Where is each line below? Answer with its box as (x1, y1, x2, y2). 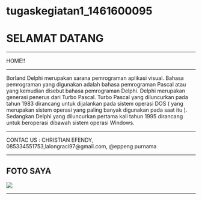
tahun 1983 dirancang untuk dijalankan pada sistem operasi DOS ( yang (6, 100, 183, 108)
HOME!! (6, 57, 26, 64)
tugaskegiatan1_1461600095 (6, 4, 153, 18)
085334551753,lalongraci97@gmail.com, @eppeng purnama (6, 143, 157, 150)
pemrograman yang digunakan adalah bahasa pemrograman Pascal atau (6, 81, 186, 88)
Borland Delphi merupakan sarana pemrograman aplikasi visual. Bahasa (6, 74, 185, 82)
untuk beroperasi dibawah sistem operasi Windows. (6, 119, 135, 127)
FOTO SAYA (6, 166, 52, 176)
